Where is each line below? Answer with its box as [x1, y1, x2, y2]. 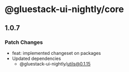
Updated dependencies [12, 55, 61, 61]
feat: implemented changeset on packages [12, 50, 101, 56]
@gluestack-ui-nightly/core [5, 4, 124, 15]
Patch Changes [5, 39, 43, 46]
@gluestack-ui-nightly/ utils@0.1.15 [19, 60, 91, 66]
